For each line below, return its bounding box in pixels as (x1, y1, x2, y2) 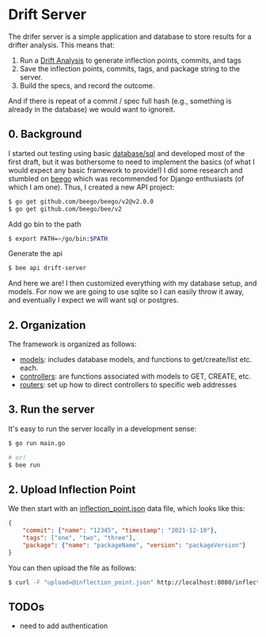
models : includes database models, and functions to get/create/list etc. (19, 355, 253, 364)
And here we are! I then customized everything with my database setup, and (8, 279, 257, 288)
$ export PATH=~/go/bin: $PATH (8, 235, 108, 242)
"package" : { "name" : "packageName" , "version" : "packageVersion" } (22, 541, 246, 549)
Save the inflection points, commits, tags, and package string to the (19, 63, 240, 73)
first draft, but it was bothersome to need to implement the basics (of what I (8, 157, 255, 166)
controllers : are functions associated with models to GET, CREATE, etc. (19, 372, 252, 381)
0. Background (8, 128, 82, 141)
